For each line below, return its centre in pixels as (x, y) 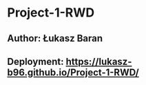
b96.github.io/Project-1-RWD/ (73, 72)
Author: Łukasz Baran (55, 38)
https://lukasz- (99, 61)
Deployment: (35, 61)
